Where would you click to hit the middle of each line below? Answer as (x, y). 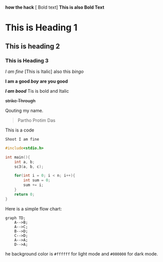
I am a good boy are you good (36, 81)
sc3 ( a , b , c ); (29, 167)
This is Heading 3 (27, 60)
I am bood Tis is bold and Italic (37, 91)
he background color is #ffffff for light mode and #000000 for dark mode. (82, 253)
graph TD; (16, 218)
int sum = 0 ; (37, 180)
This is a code (20, 130)
